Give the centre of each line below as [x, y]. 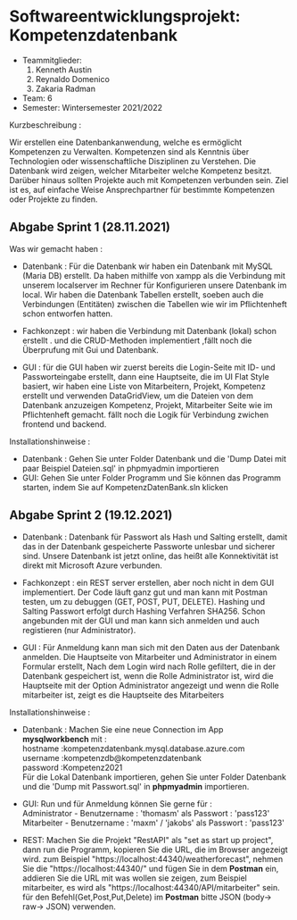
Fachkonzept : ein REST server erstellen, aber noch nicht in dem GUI [148, 582]
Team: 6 [37, 98]
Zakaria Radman [66, 88]
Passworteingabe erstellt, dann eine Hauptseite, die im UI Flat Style [145, 376]
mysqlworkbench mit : [64, 739]
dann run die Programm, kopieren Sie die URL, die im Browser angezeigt [155, 849]
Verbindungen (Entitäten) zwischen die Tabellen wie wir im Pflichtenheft [154, 304]
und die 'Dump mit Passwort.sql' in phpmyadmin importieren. [136, 786]
